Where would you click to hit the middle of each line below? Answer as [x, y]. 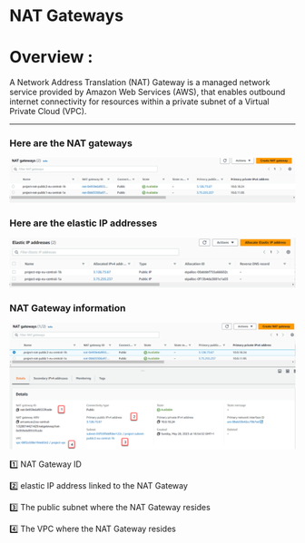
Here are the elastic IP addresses [84, 223]
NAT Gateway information [68, 307]
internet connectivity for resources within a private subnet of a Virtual [139, 102]
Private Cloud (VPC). [48, 112]
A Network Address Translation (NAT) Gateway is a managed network [140, 82]
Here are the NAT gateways [71, 143]
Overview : [51, 58]
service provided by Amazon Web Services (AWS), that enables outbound [148, 92]
